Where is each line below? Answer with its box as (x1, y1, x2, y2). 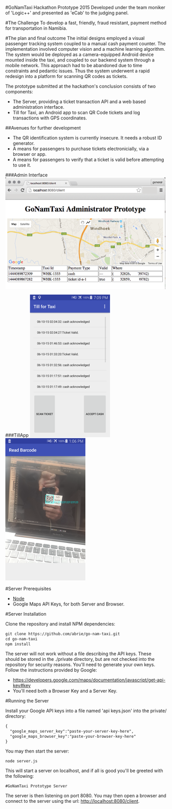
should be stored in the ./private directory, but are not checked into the (5, 656, 155, 662)
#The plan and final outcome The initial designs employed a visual (5, 35, 145, 41)
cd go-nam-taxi (5, 637, 38, 642)
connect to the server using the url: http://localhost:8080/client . (5, 798, 140, 804)
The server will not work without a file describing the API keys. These (5, 651, 152, 657)
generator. (12, 140, 35, 146)
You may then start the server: (5, 748, 69, 754)
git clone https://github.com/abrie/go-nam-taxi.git (5, 632, 120, 637)
